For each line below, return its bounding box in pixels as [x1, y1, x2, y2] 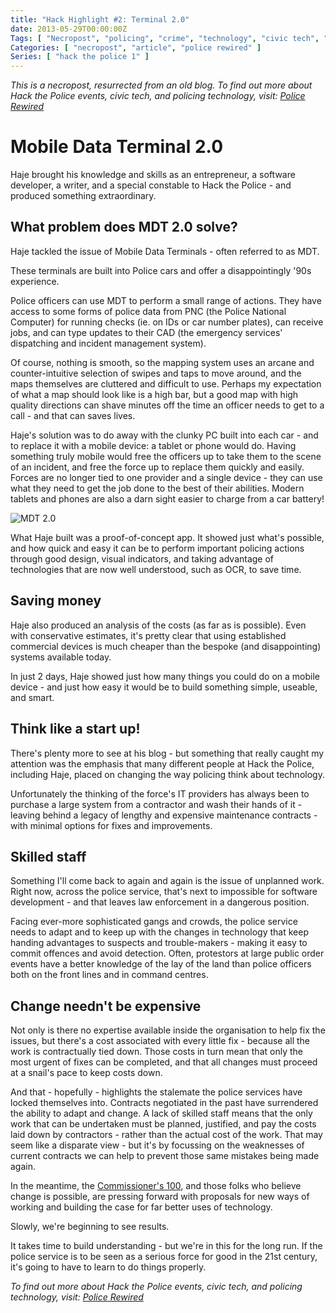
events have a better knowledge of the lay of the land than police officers [10, 958, 312, 970]
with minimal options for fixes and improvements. [10, 819, 213, 831]
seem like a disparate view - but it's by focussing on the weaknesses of [10, 1139, 305, 1151]
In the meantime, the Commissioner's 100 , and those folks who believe [10, 1180, 302, 1192]
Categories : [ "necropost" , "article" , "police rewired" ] [10, 42, 262, 53]
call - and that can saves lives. [10, 409, 136, 421]
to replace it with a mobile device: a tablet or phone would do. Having [10, 439, 297, 451]
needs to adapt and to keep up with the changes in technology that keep [10, 926, 309, 938]
